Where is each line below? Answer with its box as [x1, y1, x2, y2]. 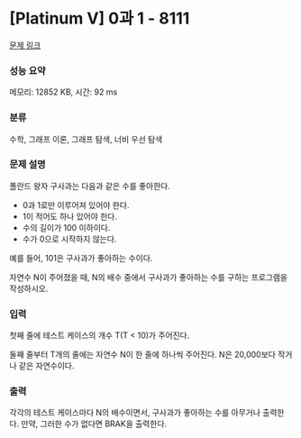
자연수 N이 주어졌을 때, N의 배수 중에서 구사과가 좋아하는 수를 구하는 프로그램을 [9, 271, 288, 282]
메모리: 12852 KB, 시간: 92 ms [9, 87, 118, 97]
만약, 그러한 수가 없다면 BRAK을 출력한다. [21, 418, 168, 429]
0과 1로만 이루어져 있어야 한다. [22, 199, 130, 210]
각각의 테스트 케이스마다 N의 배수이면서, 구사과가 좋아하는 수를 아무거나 [9, 407, 261, 418]
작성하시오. [9, 283, 49, 294]
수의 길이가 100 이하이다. [22, 222, 111, 233]
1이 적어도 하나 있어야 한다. [22, 211, 117, 222]
